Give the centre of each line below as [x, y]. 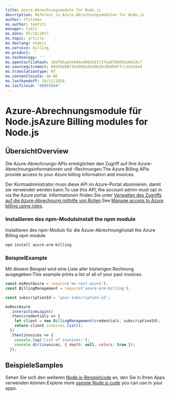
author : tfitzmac [24, 19]
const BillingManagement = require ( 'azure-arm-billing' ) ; [68, 288]
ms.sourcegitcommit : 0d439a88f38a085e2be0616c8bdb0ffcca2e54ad [74, 67]
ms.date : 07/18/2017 [27, 34]
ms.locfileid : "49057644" [33, 86]
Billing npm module [25, 235]
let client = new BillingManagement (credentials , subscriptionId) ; [87, 321]
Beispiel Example [26, 258]
